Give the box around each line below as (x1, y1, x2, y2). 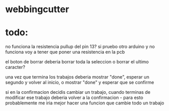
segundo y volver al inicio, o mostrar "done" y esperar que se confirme (5, 80, 154, 86)
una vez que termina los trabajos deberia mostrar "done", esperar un (5, 74, 149, 80)
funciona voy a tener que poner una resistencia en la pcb (5, 49, 125, 55)
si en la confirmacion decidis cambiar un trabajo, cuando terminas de (5, 89, 151, 95)
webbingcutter (5, 4, 70, 15)
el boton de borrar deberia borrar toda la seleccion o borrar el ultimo (5, 59, 149, 65)
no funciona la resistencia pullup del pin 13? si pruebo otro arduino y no (5, 44, 155, 50)
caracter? (5, 64, 25, 70)
